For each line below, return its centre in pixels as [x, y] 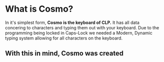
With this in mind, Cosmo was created [64, 53]
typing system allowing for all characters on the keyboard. [64, 38]
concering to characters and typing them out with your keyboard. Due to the [82, 27]
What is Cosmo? [39, 9]
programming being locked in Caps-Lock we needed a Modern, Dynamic [79, 33]
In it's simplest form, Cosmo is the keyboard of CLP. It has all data [72, 22]
